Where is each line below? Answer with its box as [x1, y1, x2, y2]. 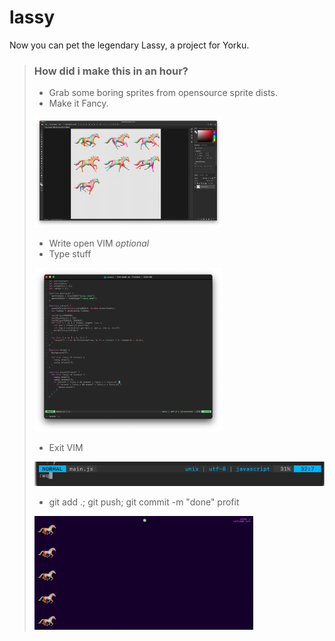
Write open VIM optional [48, 237, 150, 250]
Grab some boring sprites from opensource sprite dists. [48, 87, 279, 99]
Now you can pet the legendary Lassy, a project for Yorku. [9, 39, 250, 51]
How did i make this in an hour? [33, 64, 189, 78]
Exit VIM [48, 441, 84, 453]
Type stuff [48, 248, 92, 260]
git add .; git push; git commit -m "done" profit [48, 496, 240, 508]
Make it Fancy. [48, 97, 109, 110]
